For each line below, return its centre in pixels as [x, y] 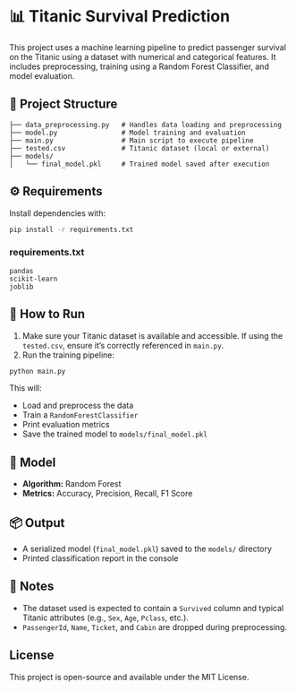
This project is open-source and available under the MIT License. [129, 677]
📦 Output [37, 523]
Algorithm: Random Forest [72, 484]
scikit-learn [34, 279]
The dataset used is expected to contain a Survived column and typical [153, 608]
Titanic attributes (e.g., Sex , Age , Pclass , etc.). [106, 618]
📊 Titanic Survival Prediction [120, 17]
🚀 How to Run [47, 314]
